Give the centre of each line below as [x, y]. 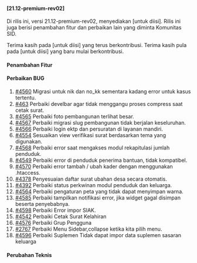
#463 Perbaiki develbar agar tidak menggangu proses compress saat [99, 104]
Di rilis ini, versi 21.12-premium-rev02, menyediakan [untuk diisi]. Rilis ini [94, 21]
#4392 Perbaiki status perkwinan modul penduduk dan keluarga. [94, 185]
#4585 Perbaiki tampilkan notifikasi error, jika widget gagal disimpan [98, 198]
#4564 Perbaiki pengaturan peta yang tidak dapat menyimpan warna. [99, 192]
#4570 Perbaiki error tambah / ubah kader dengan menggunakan [94, 167]
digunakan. [29, 142]
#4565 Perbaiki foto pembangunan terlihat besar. [74, 116]
